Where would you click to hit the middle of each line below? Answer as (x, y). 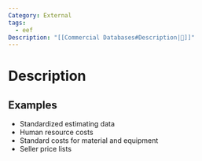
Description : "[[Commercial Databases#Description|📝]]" (101, 37)
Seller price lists (46, 149)
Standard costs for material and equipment (89, 141)
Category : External (40, 15)
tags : (17, 23)
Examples (33, 105)
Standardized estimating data (67, 124)
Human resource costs (56, 132)
